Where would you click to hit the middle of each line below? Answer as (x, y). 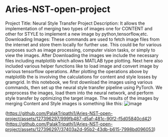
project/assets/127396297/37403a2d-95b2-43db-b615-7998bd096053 (80, 129)
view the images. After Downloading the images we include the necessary (82, 55)
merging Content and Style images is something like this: (64, 103)
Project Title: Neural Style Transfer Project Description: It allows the (75, 23)
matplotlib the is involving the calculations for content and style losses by (81, 77)
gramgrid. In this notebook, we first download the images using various (79, 82)
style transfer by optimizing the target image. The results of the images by (82, 98)
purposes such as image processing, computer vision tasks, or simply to (80, 50)
